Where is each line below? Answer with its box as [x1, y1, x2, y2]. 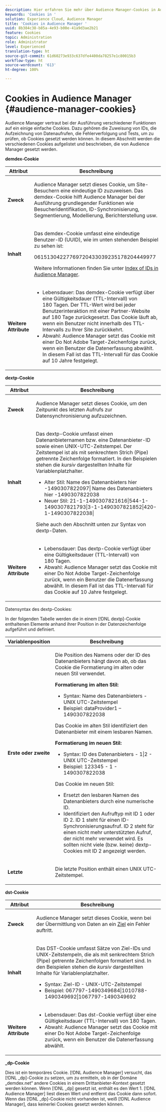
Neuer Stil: [44, 497, 69, 504]
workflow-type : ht [5, 58, 43, 63]
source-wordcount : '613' [5, 63, 56, 67]
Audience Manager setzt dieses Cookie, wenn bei [36, 914, 152, 921]
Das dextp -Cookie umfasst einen [36, 430, 114, 437]
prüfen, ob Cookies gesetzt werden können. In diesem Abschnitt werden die [5, 135, 160, 141]
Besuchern [34, 187, 59, 194]
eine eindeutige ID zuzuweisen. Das [60, 187, 143, 194]
